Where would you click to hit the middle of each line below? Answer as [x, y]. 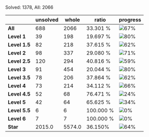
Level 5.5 [19, 110]
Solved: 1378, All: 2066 [29, 7]
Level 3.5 [19, 78]
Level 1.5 [19, 45]
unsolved [47, 20]
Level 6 [17, 119]
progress [130, 20]
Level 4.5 [19, 94]
